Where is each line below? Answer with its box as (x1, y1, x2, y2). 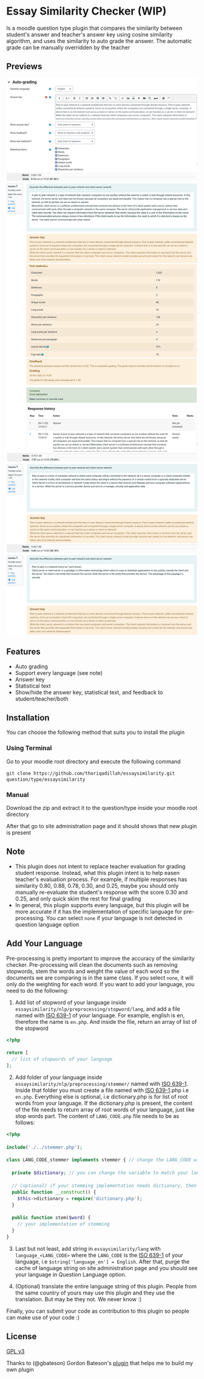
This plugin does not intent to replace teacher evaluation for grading (15, 862, 186, 870)
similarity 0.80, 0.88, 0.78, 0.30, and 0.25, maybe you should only (15, 882, 179, 889)
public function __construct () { (12, 1189, 97, 1195)
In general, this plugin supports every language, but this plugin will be (15, 901, 189, 908)
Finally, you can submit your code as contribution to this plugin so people (6, 1307, 189, 1315)
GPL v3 (6, 1347, 25, 1355)
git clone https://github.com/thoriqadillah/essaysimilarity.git (6, 770, 175, 776)
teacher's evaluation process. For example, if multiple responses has (15, 876, 188, 883)
